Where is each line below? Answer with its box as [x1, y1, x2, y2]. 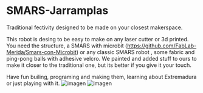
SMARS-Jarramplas [6, 4, 109, 18]
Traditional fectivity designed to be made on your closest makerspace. [6, 24, 183, 31]
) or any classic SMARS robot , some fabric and [76, 48, 195, 55]
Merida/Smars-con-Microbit [6, 48, 77, 55]
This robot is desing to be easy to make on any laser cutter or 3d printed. [6, 35, 189, 43]
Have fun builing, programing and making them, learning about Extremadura [6, 73, 197, 80]
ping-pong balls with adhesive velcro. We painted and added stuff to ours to [6, 55, 197, 62]
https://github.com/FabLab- [126, 42, 197, 49]
